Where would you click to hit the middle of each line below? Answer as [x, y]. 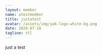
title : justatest [23, 19]
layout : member [21, 10]
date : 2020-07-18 [23, 28]
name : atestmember [24, 14]
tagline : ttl [19, 33]
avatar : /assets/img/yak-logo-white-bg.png [51, 24]
